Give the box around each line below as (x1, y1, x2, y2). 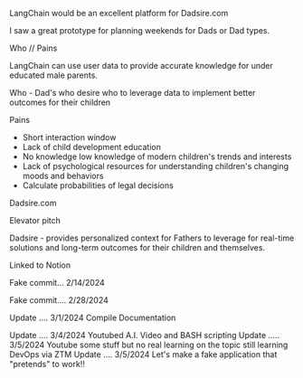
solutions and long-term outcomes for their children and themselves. (9, 242, 265, 252)
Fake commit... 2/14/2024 (9, 278, 106, 288)
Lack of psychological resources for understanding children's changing (22, 161, 289, 171)
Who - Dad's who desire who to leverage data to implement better (9, 88, 256, 98)
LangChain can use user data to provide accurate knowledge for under (9, 61, 274, 71)
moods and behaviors (22, 171, 104, 181)
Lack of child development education (22, 142, 161, 152)
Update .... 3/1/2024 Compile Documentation (9, 312, 176, 323)
